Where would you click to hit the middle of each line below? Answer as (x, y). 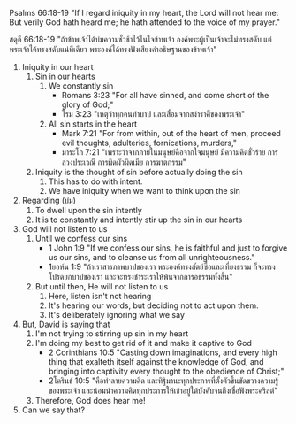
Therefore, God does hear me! (90, 401)
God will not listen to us (65, 229)
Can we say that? (53, 410)
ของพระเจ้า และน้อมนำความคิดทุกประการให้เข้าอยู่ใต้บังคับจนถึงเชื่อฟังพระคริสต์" (163, 390)
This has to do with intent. (95, 181)
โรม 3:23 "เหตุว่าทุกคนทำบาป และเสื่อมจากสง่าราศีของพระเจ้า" (153, 114)
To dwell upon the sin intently (89, 210)
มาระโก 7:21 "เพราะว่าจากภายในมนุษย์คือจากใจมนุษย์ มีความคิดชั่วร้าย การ (170, 152)
